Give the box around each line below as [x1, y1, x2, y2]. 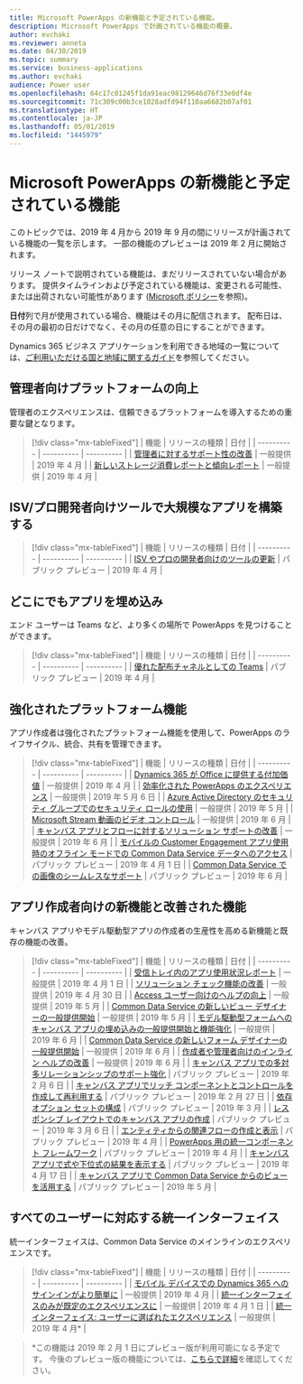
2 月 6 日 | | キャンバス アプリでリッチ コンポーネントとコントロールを [31, 1080, 294, 1091]
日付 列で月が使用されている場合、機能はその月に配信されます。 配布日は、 [9, 310, 288, 320]
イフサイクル [9, 738, 57, 749]
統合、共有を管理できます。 [64, 738, 167, 749]
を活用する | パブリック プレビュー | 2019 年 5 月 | [31, 1181, 217, 1192]
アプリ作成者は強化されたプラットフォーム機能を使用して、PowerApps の [9, 728, 282, 738]
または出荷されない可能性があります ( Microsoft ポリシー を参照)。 [9, 291, 252, 302]
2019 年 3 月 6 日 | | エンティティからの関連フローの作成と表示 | [46, 1125, 284, 1136]
